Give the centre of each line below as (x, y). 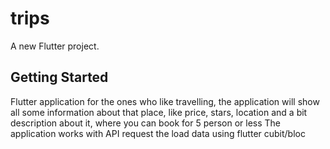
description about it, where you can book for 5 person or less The (146, 123)
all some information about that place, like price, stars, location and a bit (159, 112)
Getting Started (59, 77)
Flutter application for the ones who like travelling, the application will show (165, 101)
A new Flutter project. (55, 46)
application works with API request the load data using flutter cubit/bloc (158, 133)
